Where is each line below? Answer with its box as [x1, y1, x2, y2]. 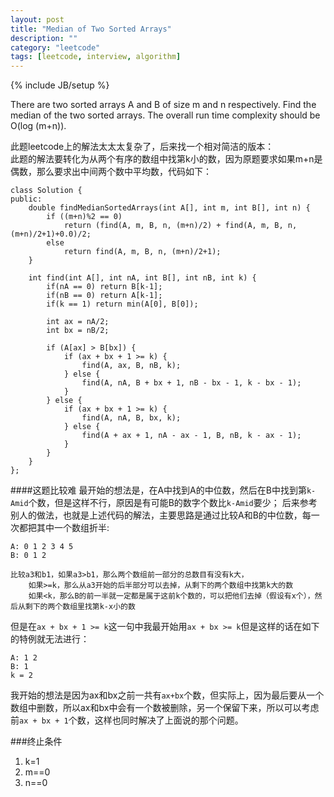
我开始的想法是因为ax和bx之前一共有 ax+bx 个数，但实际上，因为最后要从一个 [10, 689, 325, 701]
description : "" [10, 33, 78, 43]
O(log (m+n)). [10, 120, 67, 132]
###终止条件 [10, 736, 63, 748]
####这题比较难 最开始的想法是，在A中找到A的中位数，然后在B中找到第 [10, 484, 307, 496]
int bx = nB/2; [46, 326, 110, 336]
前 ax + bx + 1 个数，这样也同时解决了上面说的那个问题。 [10, 714, 244, 726]
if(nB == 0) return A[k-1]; [46, 291, 163, 301]
